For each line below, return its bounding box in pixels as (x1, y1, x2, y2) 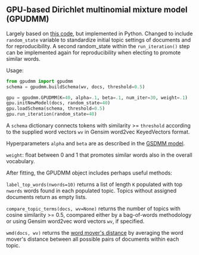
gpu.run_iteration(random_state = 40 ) (6, 111, 97, 117)
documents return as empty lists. (6, 194, 88, 201)
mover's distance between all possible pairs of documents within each (6, 235, 179, 243)
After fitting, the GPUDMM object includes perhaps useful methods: (6, 169, 173, 176)
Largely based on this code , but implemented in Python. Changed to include (6, 30, 193, 37)
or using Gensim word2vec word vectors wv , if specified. (6, 217, 145, 225)
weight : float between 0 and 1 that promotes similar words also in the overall (6, 151, 192, 158)
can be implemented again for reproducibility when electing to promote (6, 49, 181, 56)
